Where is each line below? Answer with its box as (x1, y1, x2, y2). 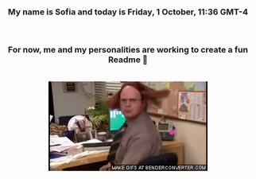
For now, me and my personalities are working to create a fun (7, 45, 249, 56)
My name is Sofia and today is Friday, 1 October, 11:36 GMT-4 (7, 6, 249, 18)
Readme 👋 (108, 54, 148, 65)
